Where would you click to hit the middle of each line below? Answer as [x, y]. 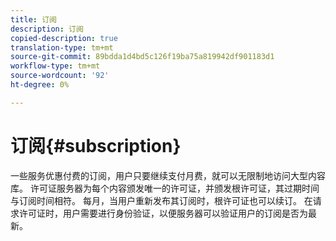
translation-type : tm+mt [62, 47]
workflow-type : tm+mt [55, 66]
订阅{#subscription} [96, 145]
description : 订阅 [47, 29]
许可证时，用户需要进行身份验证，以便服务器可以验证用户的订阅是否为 [163, 213]
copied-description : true [64, 38]
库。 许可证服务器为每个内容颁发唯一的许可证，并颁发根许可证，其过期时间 [165, 188]
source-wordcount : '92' [60, 76]
